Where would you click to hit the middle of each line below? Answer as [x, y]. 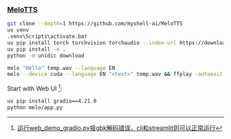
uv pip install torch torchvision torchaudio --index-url [92, 42]
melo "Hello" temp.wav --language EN [61, 68]
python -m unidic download [46, 55]
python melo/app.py [35, 108]
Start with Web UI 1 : [35, 88]
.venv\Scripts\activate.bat [47, 37]
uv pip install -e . [37, 49]
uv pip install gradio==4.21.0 [52, 101]
